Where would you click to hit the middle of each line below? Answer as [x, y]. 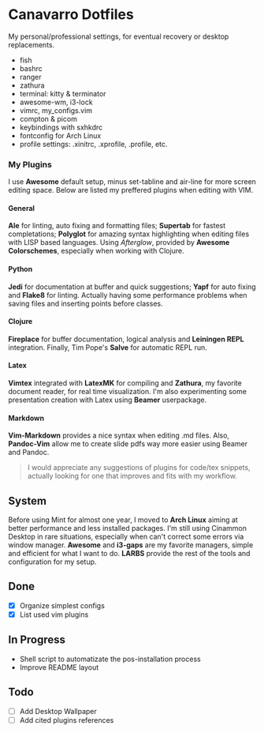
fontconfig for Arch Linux [60, 135]
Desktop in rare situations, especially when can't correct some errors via [126, 537]
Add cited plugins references [67, 720]
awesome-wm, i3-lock [56, 102]
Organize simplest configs [62, 605]
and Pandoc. [29, 453]
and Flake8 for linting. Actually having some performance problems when [128, 295]
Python [20, 269]
